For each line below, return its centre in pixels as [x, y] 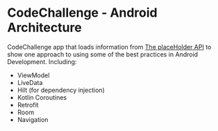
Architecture [44, 28]
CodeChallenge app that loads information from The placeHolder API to [109, 47]
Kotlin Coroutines [42, 97]
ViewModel [33, 75]
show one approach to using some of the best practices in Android [103, 54]
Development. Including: [42, 61]
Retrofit [28, 105]
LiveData [30, 82]
